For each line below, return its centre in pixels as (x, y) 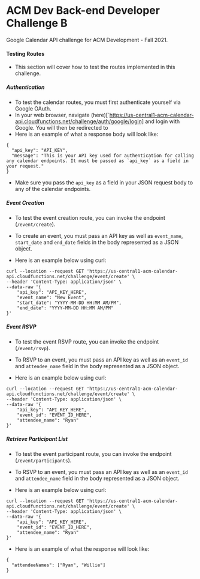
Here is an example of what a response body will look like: (87, 134)
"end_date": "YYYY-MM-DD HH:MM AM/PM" (65, 308)
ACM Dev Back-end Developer (83, 11)
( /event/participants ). (43, 461)
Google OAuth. (33, 109)
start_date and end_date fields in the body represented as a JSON (97, 242)
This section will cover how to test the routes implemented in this (95, 67)
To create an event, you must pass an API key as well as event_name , (99, 236)
